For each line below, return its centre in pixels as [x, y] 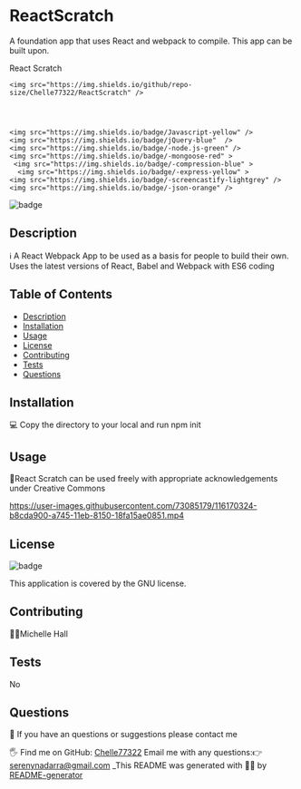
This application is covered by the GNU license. [98, 583]
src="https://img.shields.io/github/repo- [111, 84]
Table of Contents [61, 294]
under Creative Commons [58, 488]
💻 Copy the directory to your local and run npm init [105, 425]
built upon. [29, 50]
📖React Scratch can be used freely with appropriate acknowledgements [144, 479]
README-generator [46, 775]
